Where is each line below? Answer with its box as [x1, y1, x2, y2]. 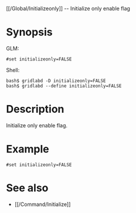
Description [6, 103, 64, 116]
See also [6, 181, 49, 194]
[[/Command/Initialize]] [14, 201, 71, 208]
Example [6, 143, 49, 156]
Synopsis [6, 26, 53, 39]
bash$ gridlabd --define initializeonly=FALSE [6, 83, 122, 89]
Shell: [6, 66, 20, 73]
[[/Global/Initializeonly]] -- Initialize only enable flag [6, 5, 131, 12]
